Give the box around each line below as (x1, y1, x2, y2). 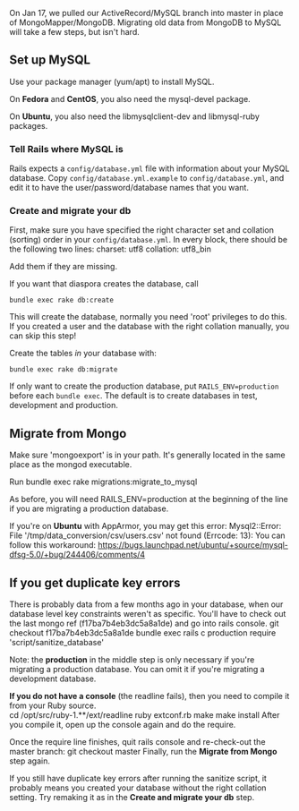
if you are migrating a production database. (9, 503, 169, 514)
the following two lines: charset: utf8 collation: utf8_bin (9, 243, 212, 254)
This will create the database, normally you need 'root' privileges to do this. (9, 312, 287, 322)
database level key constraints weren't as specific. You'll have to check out (9, 609, 286, 619)
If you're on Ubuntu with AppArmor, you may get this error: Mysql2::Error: (9, 521, 282, 532)
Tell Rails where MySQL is (9, 142, 124, 155)
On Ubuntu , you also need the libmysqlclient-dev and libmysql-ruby (9, 111, 260, 122)
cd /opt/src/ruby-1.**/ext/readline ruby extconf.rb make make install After (9, 710, 280, 721)
